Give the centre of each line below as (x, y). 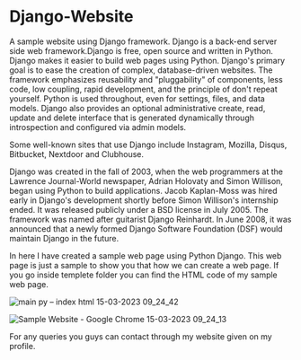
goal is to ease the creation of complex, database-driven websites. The (141, 70)
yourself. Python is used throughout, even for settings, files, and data (137, 98)
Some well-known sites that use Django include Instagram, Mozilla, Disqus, (148, 145)
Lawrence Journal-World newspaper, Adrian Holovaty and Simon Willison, (146, 180)
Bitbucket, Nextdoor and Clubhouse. (77, 154)
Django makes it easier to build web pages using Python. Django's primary (147, 60)
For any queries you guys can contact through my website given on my (141, 336)
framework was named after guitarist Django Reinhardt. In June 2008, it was (150, 219)
